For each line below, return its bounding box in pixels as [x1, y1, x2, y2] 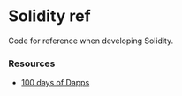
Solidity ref [8, 6, 91, 26]
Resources [8, 57, 56, 70]
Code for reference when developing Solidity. [8, 35, 174, 46]
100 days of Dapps [20, 78, 90, 88]
